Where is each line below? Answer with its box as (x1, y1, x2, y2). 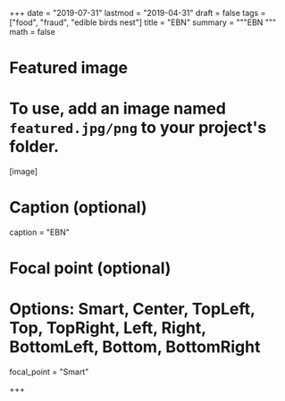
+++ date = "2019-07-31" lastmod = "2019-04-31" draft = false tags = (9, 8, 266, 18)
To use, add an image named (9, 98, 226, 119)
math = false (9, 27, 55, 37)
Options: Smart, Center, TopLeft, (9, 299, 256, 320)
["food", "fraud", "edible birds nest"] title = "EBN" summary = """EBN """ (9, 17, 277, 28)
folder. (9, 137, 60, 157)
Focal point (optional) (9, 258, 172, 279)
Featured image (9, 58, 128, 79)
